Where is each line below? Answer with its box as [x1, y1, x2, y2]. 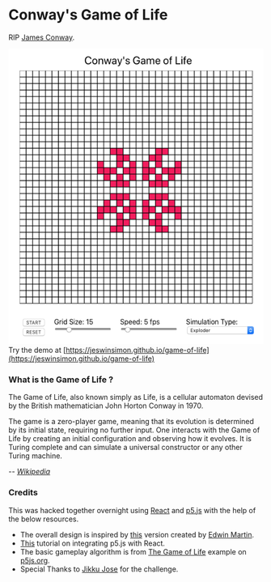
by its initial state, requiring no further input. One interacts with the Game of [8, 425, 260, 435]
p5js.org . [19, 555, 50, 565]
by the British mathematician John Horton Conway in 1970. [8, 401, 204, 410]
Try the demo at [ [8, 346, 66, 355]
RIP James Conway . [8, 32, 75, 42]
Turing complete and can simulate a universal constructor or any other [8, 443, 243, 452]
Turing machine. [8, 451, 63, 461]
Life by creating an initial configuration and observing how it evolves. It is [8, 434, 252, 444]
